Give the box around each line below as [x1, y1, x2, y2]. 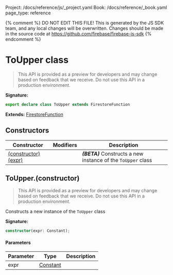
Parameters [5, 239, 31, 246]
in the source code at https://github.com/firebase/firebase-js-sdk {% [5, 31, 152, 36]
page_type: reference [5, 10, 51, 16]
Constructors [5, 126, 49, 135]
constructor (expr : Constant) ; [5, 228, 71, 233]
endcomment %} [5, 36, 41, 42]
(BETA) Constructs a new [82, 150, 144, 157]
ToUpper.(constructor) [5, 174, 80, 183]
